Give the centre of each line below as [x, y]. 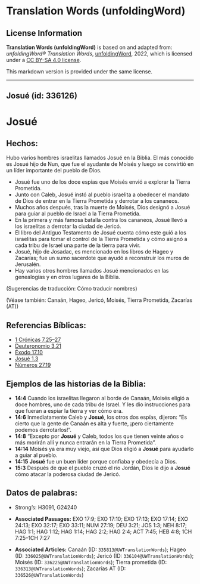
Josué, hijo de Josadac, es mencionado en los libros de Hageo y [94, 252]
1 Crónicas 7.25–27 [38, 340]
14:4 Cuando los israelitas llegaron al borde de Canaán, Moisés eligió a [102, 398]
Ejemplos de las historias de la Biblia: [76, 384]
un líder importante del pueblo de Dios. [54, 171]
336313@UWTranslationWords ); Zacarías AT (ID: [70, 568]
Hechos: [22, 143]
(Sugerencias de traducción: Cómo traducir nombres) [72, 289]
